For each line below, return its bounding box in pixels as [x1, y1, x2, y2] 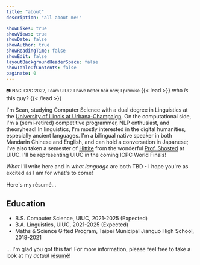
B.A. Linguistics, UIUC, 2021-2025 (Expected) [14, 221, 128, 228]
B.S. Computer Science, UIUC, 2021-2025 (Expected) [14, 215, 148, 222]
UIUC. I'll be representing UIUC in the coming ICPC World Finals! [6, 152, 167, 159]
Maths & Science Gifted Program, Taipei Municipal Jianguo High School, [14, 228, 195, 235]
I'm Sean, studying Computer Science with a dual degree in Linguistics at [6, 106, 188, 113]
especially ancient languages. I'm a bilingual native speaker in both [6, 132, 173, 139]
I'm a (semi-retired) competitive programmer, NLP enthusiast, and [6, 119, 170, 127]
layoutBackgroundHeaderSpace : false [6, 59, 98, 65]
